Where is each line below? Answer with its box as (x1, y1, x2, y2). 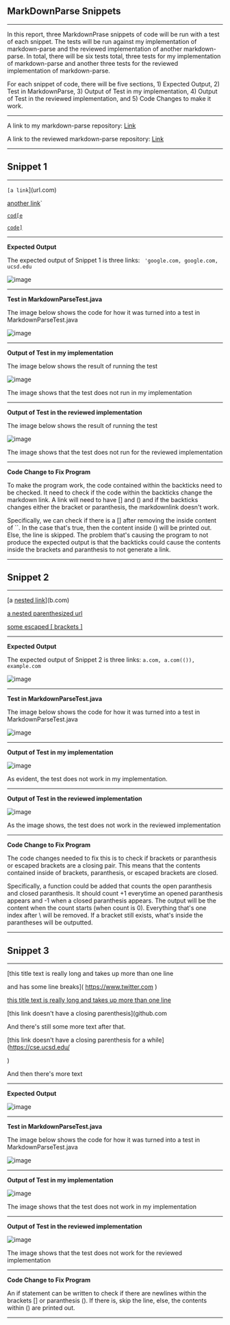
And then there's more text (7, 1070, 83, 1078)
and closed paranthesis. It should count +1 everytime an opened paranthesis (7, 890, 223, 898)
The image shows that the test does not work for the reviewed (7, 1249, 183, 1257)
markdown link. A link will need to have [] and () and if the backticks (7, 495, 199, 503)
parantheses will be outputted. (7, 918, 94, 927)
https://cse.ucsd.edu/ (9, 1043, 71, 1051)
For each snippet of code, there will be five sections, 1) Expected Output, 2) (7, 80, 220, 88)
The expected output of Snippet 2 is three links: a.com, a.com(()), (7, 656, 195, 664)
